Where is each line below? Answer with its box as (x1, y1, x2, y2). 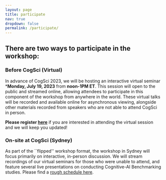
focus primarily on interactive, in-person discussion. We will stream (5, 153, 143, 159)
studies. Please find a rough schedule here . (5, 169, 94, 175)
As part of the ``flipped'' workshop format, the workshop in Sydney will (5, 148, 150, 154)
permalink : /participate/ (5, 26, 58, 31)
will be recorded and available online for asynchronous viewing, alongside (5, 99, 157, 105)
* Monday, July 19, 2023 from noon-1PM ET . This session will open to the (5, 83, 156, 89)
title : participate (5, 12, 46, 17)
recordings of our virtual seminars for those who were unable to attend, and (5, 159, 160, 165)
